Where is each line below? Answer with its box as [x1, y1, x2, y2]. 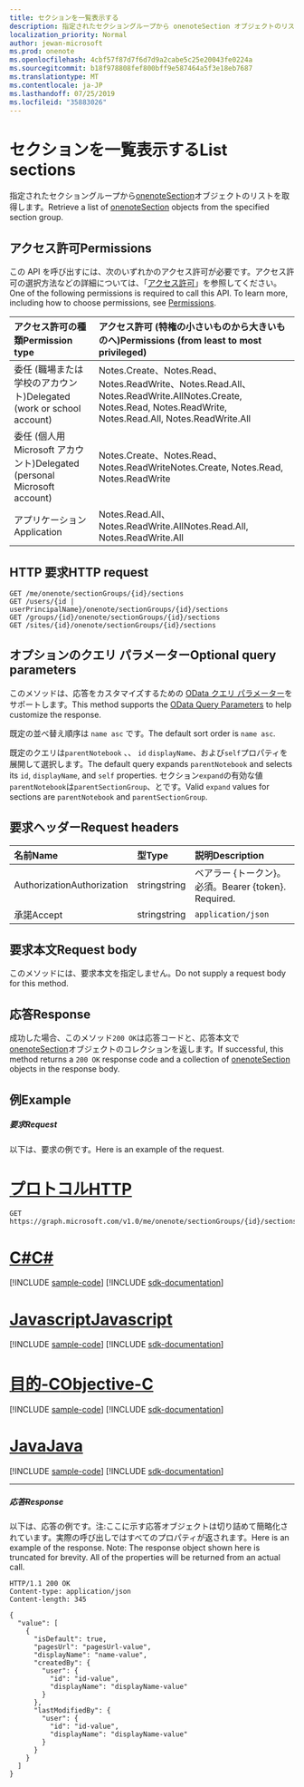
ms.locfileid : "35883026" [9, 97, 107, 107]
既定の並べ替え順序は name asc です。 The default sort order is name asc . [9, 727, 276, 739]
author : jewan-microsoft [9, 38, 103, 48]
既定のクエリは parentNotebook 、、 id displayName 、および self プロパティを [9, 747, 288, 758]
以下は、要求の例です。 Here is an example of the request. [9, 1143, 224, 1154]
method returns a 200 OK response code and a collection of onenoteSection [9, 1054, 291, 1065]
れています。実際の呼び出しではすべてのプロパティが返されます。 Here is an [9, 1532, 290, 1543]
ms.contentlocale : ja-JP [9, 81, 103, 90]
